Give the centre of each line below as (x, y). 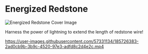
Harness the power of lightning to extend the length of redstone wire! (74, 32)
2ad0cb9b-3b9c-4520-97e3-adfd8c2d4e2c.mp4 (55, 46)
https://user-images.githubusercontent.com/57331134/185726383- (72, 41)
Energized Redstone (47, 9)
